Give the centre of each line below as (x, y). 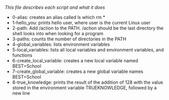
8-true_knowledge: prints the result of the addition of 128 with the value (88, 82)
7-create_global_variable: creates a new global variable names (78, 71)
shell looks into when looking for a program (58, 33)
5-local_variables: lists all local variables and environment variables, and (88, 50)
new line (21, 93)
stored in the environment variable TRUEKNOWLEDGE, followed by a (84, 88)
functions (22, 55)
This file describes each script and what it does (55, 7)
